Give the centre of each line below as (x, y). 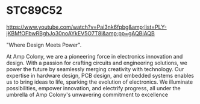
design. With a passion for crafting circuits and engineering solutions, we (97, 63)
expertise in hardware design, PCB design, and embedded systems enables (100, 75)
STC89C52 (34, 10)
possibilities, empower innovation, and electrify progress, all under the (93, 88)
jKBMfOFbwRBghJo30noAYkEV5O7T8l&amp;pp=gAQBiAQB (80, 33)
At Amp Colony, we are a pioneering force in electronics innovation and (95, 56)
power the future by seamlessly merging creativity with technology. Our (95, 69)
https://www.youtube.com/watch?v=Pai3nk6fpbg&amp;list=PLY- (86, 27)
